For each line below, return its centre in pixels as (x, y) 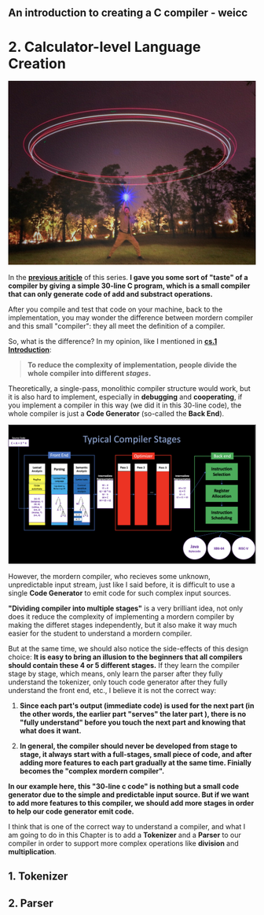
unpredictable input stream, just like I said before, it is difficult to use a (122, 585)
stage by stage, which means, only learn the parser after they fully (115, 673)
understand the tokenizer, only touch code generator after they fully (118, 682)
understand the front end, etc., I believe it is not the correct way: (112, 690)
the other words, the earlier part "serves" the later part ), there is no (133, 714)
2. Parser (31, 903)
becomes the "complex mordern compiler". (92, 771)
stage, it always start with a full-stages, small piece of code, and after (136, 754)
